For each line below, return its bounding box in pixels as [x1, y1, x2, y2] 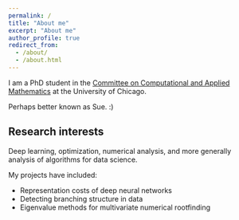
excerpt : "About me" [8, 26, 77, 34]
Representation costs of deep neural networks [19, 185, 173, 195]
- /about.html [15, 57, 62, 65]
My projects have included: [8, 170, 98, 179]
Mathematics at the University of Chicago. [8, 86, 147, 96]
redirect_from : [8, 41, 59, 49]
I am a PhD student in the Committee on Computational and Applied [8, 77, 230, 88]
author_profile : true [8, 33, 80, 42]
